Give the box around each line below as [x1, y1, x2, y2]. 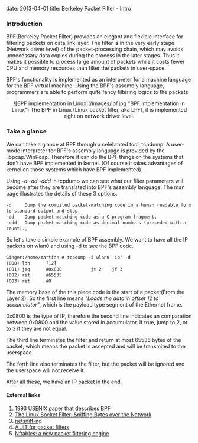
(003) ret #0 [6, 278, 51, 284]
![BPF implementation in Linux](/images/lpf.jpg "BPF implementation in [14, 100, 185, 107]
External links [6, 392, 41, 399]
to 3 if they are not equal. [6, 325, 67, 332]
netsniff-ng [14, 417, 43, 424]
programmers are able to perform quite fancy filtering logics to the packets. [6, 89, 190, 96]
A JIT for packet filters [14, 424, 70, 431]
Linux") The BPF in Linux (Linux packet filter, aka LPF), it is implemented [11, 106, 187, 113]
